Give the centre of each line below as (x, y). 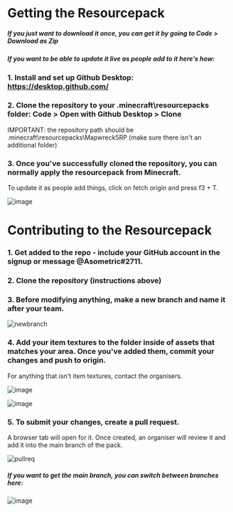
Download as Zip (33, 41)
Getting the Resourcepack (86, 13)
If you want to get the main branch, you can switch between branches (113, 475)
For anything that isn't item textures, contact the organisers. (95, 376)
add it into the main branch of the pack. (65, 445)
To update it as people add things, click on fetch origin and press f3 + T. (113, 188)
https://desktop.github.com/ (58, 86)
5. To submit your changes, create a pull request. (93, 422)
